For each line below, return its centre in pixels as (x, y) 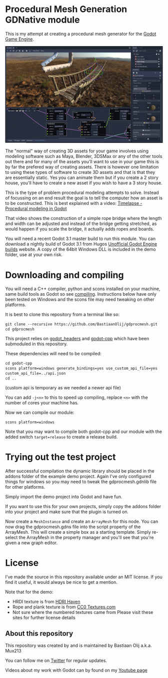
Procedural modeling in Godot (36, 208)
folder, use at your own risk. (34, 255)
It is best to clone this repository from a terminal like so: (62, 315)
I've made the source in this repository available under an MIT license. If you (84, 577)
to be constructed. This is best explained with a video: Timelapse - (74, 203)
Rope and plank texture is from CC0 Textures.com (64, 607)
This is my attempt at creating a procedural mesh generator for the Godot (81, 34)
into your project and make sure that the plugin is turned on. (67, 512)
